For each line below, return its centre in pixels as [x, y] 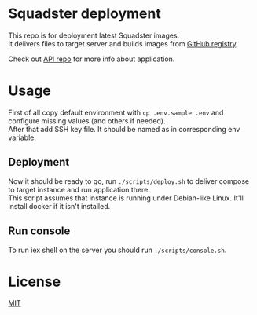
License [35, 282]
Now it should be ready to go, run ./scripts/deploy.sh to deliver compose [129, 181]
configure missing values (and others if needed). [87, 121]
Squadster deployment [84, 14]
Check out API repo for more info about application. [92, 59]
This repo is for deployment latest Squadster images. [94, 35]
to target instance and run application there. [79, 189]
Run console [39, 231]
